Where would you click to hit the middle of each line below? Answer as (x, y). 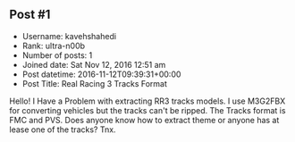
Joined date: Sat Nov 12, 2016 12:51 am (94, 64)
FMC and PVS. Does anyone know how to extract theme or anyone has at (144, 120)
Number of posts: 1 (57, 55)
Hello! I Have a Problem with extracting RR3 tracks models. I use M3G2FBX (147, 101)
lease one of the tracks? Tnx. (63, 129)
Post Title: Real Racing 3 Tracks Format (95, 83)
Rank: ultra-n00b (54, 46)
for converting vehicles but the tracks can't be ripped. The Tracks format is (147, 110)
